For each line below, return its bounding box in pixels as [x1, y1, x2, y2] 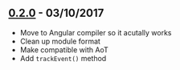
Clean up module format [19, 36, 100, 46]
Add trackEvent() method [19, 53, 107, 63]
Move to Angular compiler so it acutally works [19, 27, 172, 37]
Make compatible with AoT [19, 44, 108, 55]
